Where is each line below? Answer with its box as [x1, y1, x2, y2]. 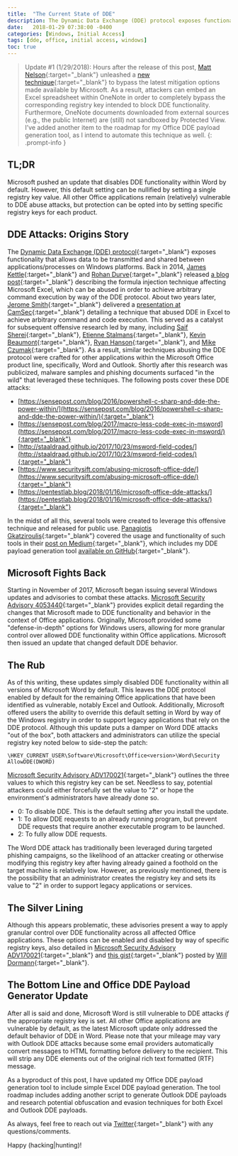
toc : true [7, 43, 37, 50]
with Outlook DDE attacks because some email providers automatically [7, 1039, 214, 1047]
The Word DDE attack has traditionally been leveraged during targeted [7, 844, 212, 852]
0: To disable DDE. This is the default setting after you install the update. [17, 807, 229, 816]
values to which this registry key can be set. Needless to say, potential [7, 778, 212, 787]
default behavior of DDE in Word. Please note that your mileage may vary [7, 1031, 221, 1040]
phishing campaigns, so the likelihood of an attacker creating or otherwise [7, 851, 224, 860]
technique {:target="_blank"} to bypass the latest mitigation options [24, 78, 220, 86]
